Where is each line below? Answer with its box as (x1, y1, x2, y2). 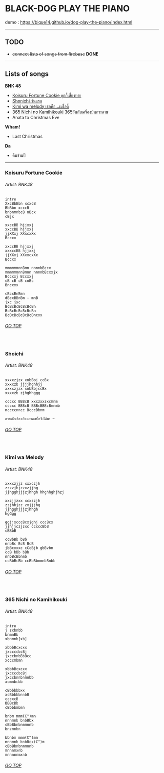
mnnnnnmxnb (5, 752, 27, 757)
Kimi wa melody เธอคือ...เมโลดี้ (12, 103, 69, 109)
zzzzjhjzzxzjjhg (5, 486, 38, 491)
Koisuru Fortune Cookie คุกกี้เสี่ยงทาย (12, 92, 82, 98)
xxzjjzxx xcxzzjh (5, 499, 41, 503)
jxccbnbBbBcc (5, 653, 32, 658)
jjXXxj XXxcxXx (5, 231, 36, 236)
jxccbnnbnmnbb (5, 675, 34, 680)
